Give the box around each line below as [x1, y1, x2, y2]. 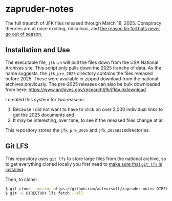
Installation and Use [5, 46, 70, 54]
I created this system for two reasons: [5, 96, 85, 102]
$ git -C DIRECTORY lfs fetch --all [5, 191, 83, 196]
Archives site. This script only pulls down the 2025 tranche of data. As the [5, 64, 162, 71]
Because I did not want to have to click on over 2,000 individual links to [12, 106, 163, 113]
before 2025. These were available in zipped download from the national [5, 75, 159, 82]
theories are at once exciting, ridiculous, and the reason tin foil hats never [5, 25, 160, 31]
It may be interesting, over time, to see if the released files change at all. [12, 117, 165, 123]
